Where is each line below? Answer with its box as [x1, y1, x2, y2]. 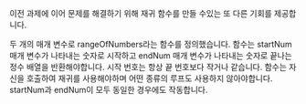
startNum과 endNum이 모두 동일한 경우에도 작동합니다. [9, 85, 208, 95]
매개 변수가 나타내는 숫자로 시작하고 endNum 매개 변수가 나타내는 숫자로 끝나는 [9, 50, 292, 61]
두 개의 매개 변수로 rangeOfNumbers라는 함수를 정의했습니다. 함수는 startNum [9, 39, 292, 49]
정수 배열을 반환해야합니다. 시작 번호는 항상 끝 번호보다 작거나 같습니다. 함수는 [9, 62, 288, 72]
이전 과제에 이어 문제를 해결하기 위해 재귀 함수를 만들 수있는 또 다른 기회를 [9, 8, 272, 18]
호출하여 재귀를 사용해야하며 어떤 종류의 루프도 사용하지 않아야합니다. [26, 73, 273, 84]
